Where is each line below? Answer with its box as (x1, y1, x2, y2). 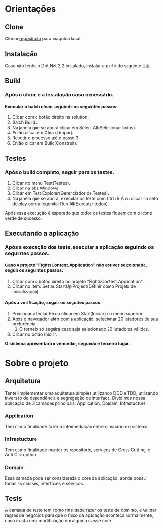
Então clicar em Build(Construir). (12, 140, 78, 146)
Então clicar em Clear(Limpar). (12, 130, 74, 136)
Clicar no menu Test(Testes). (12, 180, 71, 186)
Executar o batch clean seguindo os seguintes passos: (5, 103, 118, 109)
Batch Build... (12, 119, 39, 125)
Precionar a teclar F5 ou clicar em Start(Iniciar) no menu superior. (12, 310, 144, 316)
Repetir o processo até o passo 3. (12, 135, 80, 141)
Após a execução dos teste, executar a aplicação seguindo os (5, 244, 154, 251)
